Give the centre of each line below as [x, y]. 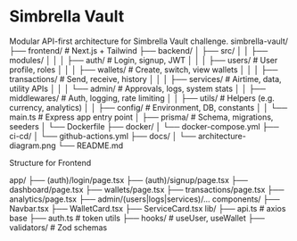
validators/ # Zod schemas [58, 227]
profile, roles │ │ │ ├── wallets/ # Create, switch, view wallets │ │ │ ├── [144, 70]
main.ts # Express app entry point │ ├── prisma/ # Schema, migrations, [141, 117]
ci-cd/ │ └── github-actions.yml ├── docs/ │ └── [103, 136]
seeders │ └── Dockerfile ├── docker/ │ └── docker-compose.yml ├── [144, 126]
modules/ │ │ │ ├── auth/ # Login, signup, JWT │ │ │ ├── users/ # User [144, 60]
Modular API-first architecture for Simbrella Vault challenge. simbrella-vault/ [148, 41]
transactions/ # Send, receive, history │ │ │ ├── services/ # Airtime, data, [146, 79]
